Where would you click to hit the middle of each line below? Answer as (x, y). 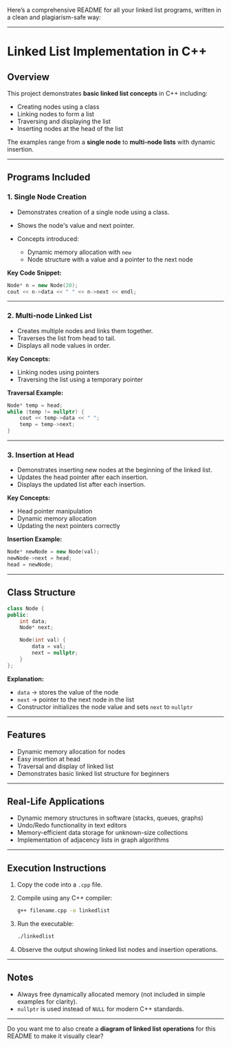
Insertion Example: (35, 539)
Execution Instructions (57, 868)
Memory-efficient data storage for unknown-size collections (102, 833)
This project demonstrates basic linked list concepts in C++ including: (107, 93)
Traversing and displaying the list (64, 121)
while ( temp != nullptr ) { (46, 412)
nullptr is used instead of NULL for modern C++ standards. (100, 1008)
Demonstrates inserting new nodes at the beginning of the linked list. (114, 470)
